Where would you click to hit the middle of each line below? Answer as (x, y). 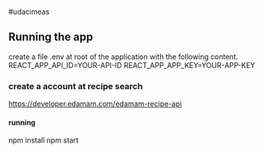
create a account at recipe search (76, 86)
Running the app (51, 37)
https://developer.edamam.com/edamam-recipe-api (95, 104)
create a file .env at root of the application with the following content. (123, 57)
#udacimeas (29, 12)
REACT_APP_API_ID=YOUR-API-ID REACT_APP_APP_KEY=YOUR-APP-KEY (132, 65)
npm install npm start (44, 140)
